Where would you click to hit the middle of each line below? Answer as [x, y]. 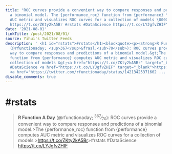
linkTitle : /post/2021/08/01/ [38, 34]
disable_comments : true [31, 77]
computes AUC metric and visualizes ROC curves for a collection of [89, 135]
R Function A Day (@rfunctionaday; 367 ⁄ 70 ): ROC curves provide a [87, 118]
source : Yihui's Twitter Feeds [39, 39]
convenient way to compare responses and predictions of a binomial [90, 124]
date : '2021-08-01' [26, 29]
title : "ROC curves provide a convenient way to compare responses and [83, 10]
